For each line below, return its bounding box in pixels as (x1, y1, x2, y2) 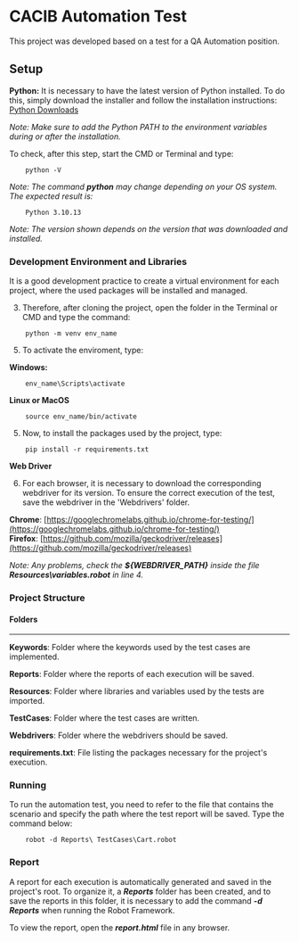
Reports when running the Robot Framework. (9, 905, 175, 915)
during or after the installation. (9, 131, 122, 142)
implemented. (9, 651, 60, 662)
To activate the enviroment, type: (21, 345, 144, 356)
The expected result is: (9, 190, 93, 202)
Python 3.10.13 (25, 208, 82, 217)
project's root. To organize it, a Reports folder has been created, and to (9, 886, 271, 897)
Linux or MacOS (9, 395, 69, 406)
